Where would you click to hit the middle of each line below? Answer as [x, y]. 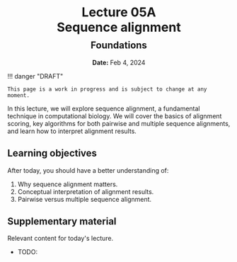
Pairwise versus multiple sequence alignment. [85, 199]
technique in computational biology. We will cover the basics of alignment [115, 116]
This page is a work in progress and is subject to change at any [107, 89]
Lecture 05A [119, 12]
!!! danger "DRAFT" [35, 76]
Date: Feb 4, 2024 [119, 62]
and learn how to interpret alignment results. [72, 131]
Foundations [119, 46]
